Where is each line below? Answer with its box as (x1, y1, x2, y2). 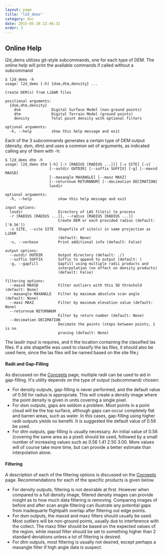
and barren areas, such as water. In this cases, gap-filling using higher (12, 413, 155, 419)
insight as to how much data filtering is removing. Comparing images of (12, 497, 158, 503)
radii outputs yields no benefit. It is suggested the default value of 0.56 (12, 418, 156, 424)
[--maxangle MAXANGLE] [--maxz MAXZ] (49, 175, 127, 180)
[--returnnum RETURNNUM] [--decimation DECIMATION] (49, 179, 158, 184)
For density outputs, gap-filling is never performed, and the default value (12, 387, 161, 393)
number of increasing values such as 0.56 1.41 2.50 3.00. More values (12, 439, 154, 445)
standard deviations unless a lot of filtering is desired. (12, 534, 122, 540)
